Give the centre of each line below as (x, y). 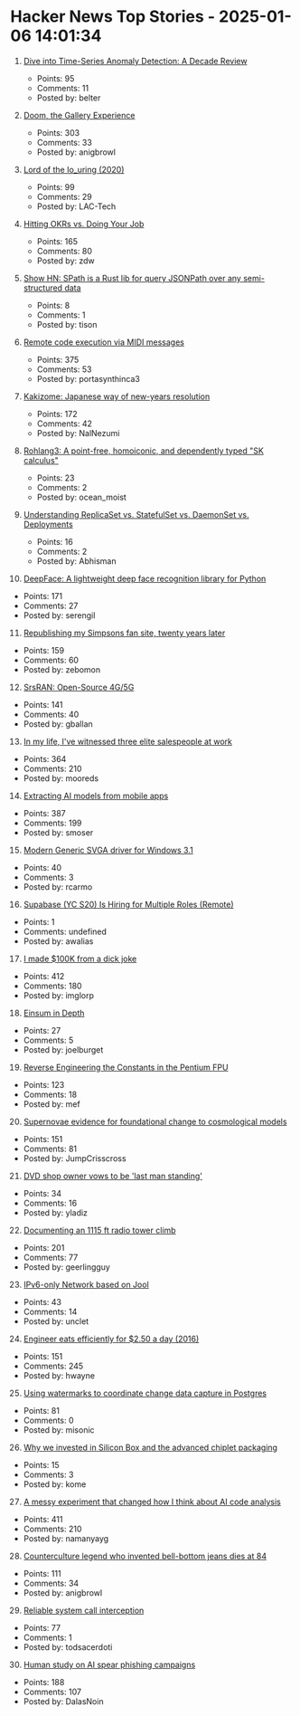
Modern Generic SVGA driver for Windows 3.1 (108, 850)
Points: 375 (58, 359)
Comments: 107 (52, 1692)
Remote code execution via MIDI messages (103, 342)
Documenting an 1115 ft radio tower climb (99, 1230)
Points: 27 (42, 1030)
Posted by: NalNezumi (78, 433)
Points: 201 (44, 1247)
